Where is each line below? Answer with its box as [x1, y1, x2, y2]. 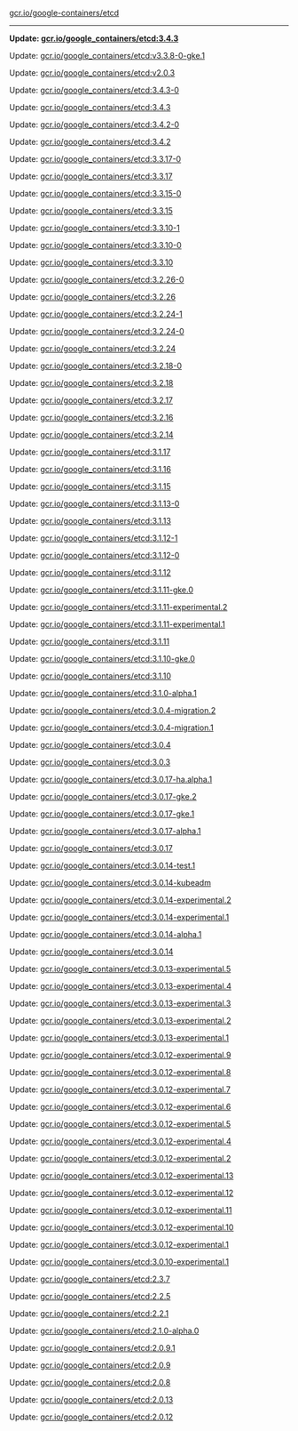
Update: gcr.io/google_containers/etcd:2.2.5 [9, 1291, 171, 1301]
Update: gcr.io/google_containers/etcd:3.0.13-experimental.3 [9, 998, 231, 1009]
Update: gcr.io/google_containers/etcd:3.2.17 [9, 395, 173, 406]
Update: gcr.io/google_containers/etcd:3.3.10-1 [9, 222, 180, 233]
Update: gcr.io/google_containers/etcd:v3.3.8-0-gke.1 [9, 51, 206, 60]
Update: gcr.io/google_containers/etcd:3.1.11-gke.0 [9, 584, 193, 595]
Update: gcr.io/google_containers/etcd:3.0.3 [9, 757, 171, 768]
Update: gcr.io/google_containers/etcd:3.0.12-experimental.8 [9, 1067, 231, 1077]
